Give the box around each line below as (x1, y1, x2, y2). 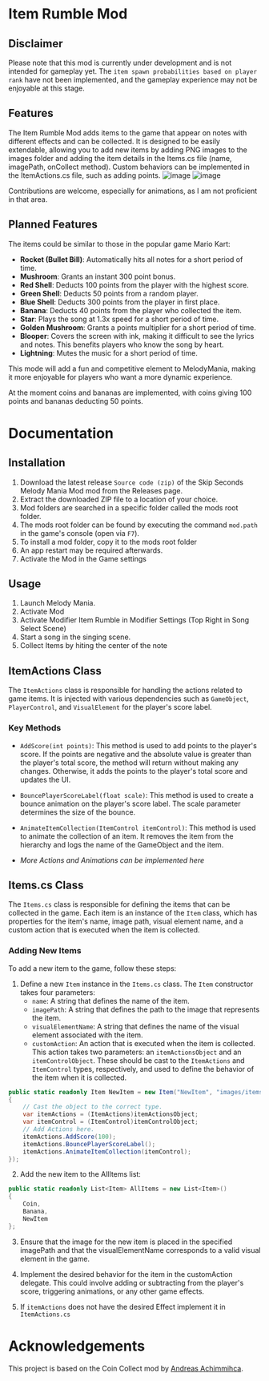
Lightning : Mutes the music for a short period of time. (19, 348, 198, 357)
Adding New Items (8, 945, 82, 956)
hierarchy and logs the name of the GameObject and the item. (19, 839, 224, 849)
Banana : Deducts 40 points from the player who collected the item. (19, 305, 243, 315)
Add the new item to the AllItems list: (19, 1170, 142, 1179)
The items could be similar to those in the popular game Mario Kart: (8, 239, 231, 248)
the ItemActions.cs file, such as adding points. (8, 170, 161, 180)
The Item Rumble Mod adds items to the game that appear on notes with (8, 127, 247, 137)
